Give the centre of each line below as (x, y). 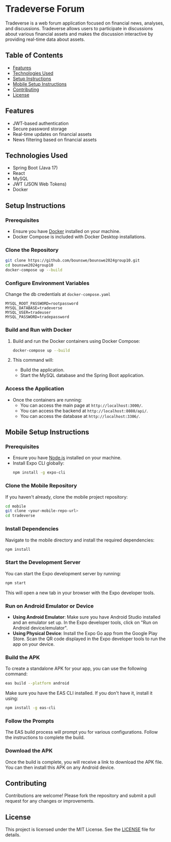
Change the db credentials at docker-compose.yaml (58, 294)
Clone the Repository (32, 250)
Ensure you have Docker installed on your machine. (66, 231)
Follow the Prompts (30, 721)
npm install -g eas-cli (31, 708)
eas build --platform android (37, 683)
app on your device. (34, 644)
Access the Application (35, 389)
